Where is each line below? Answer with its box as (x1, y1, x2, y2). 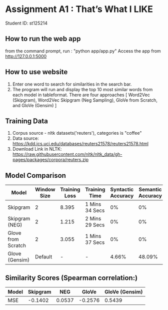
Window (34, 186, 55, 193)
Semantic (138, 186, 162, 193)
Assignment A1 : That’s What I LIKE (5, 4, 153, 15)
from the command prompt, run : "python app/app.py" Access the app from (5, 48, 161, 54)
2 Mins (84, 215, 101, 222)
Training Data (5, 117, 48, 125)
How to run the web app (5, 35, 81, 43)
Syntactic (110, 186, 134, 193)
